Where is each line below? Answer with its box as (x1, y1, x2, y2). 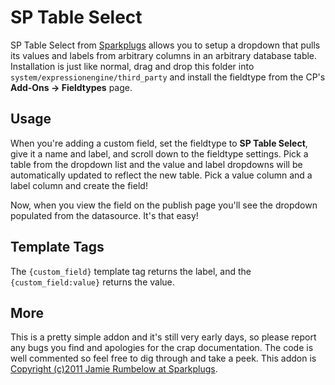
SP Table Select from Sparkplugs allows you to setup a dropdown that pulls (10, 39, 321, 51)
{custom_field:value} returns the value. (10, 276, 175, 288)
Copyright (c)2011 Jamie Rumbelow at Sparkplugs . (10, 363, 218, 375)
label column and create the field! (10, 179, 148, 191)
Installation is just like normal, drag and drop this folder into (10, 60, 255, 72)
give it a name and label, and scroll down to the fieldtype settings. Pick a (10, 147, 309, 160)
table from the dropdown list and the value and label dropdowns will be (10, 158, 303, 170)
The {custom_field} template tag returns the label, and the (10, 265, 252, 277)
